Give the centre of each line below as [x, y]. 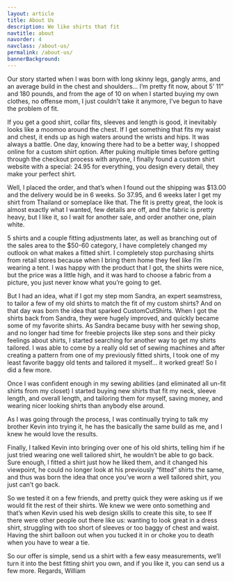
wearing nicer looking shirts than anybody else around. [86, 406]
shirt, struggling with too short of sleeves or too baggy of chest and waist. [113, 528]
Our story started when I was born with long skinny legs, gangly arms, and [114, 79]
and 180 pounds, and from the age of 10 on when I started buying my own [113, 93]
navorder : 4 [24, 40]
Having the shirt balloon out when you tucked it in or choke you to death [111, 535]
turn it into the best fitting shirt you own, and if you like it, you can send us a [116, 563]
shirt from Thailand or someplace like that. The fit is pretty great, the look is [115, 202]
